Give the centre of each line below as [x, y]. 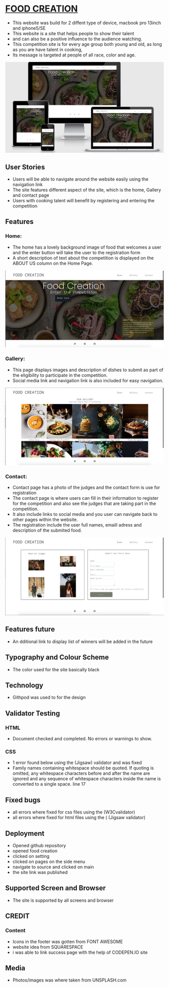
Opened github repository [39, 846]
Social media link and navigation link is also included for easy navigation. [88, 380]
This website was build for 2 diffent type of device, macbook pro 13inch [87, 23]
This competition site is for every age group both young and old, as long [87, 44]
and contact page [31, 195]
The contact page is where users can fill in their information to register [86, 498]
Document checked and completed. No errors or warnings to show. [82, 739]
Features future [30, 629]
